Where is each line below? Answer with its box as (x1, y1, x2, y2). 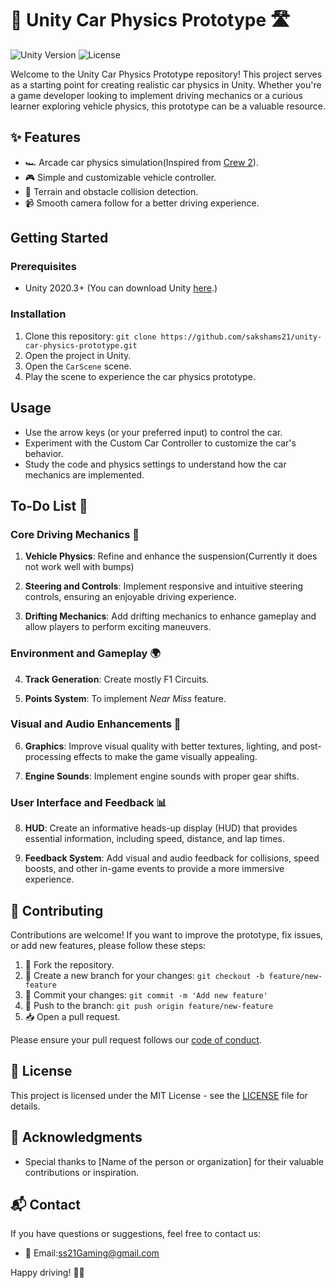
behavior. (24, 447, 64, 459)
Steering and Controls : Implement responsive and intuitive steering (24, 580, 304, 592)
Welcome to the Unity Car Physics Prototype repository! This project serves (10, 68, 323, 80)
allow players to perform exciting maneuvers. (24, 621, 212, 633)
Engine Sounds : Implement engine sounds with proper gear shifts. (24, 770, 300, 782)
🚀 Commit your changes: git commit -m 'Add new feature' (24, 988, 268, 1001)
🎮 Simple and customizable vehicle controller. (24, 171, 217, 183)
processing (24, 750, 72, 762)
